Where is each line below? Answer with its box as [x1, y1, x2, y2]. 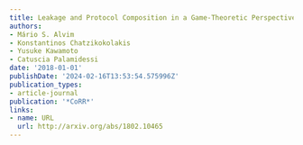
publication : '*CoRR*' [9, 96, 95, 106]
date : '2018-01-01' [9, 64, 83, 73]
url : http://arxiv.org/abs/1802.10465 [17, 122, 164, 131]
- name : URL [9, 113, 54, 122]
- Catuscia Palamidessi [9, 55, 99, 64]
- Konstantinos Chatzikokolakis [9, 38, 131, 48]
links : [9, 105, 34, 114]
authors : [9, 22, 42, 31]
